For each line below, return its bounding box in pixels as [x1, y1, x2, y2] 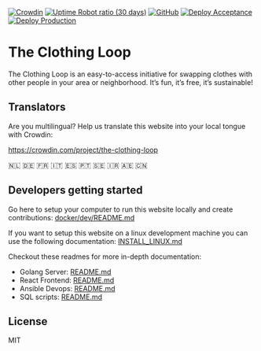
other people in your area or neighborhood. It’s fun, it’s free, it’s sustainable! [8, 77, 253, 87]
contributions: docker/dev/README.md [8, 212, 135, 222]
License [8, 315, 48, 328]
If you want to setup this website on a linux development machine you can [8, 228, 248, 238]
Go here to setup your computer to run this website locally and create [8, 205, 233, 214]
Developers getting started [8, 183, 143, 197]
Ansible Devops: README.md [19, 283, 116, 293]
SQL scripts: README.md [19, 292, 103, 301]
